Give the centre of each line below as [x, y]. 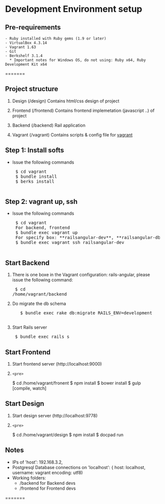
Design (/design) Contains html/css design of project [66, 101]
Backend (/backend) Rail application [49, 125]
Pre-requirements [33, 27]
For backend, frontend [43, 228]
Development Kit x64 [26, 65]
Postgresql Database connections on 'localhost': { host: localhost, [79, 467]
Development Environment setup [74, 9]
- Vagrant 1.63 [21, 47]
